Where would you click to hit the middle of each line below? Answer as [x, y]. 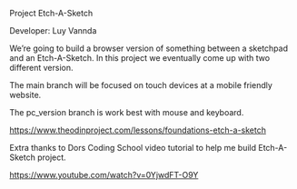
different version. [42, 68]
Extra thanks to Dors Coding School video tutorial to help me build [133, 148]
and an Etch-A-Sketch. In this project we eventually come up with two [140, 58]
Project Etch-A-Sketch [51, 13]
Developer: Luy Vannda [53, 30]
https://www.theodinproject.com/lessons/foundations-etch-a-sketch [138, 130]
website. [25, 95]
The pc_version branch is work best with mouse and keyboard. [127, 112]
